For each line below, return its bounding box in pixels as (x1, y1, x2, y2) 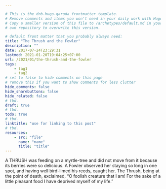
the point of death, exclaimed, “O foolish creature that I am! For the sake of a (5, 173, 161, 179)
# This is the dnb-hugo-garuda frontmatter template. (5, 11, 119, 16)
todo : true (5, 112, 28, 117)
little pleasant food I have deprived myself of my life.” (5, 178, 114, 185)
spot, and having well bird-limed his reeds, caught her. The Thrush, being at (5, 168, 160, 174)
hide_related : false (5, 94, 48, 98)
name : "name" (18, 139, 45, 144)
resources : (5, 130, 28, 135)
